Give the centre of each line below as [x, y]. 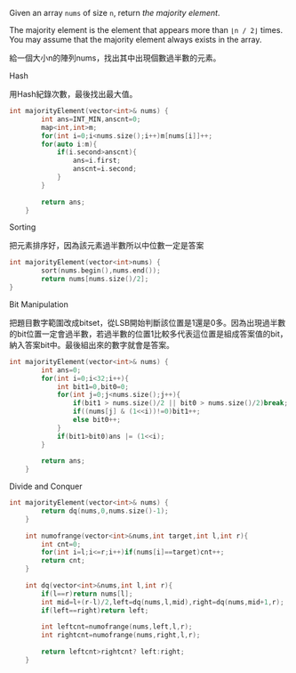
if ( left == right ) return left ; [95, 610]
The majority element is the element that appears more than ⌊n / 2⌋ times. [146, 30]
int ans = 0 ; [61, 370]
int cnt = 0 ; [61, 544]
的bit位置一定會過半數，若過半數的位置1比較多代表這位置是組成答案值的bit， [148, 334]
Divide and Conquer [46, 487]
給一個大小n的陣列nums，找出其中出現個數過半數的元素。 [115, 58]
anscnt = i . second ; [105, 169]
